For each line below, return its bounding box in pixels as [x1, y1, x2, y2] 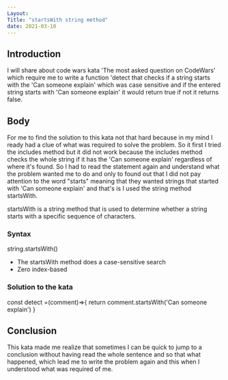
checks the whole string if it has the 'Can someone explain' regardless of [7, 155, 213, 163]
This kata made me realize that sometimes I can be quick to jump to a [7, 343, 203, 351]
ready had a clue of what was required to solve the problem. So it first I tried [7, 141, 222, 149]
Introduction [7, 48, 61, 60]
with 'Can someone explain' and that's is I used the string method [7, 184, 192, 192]
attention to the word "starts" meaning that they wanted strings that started [7, 177, 219, 185]
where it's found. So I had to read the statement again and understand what [7, 162, 220, 170]
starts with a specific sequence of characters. [7, 212, 137, 220]
